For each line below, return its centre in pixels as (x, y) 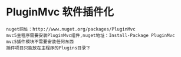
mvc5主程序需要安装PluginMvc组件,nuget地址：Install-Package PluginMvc (90, 35)
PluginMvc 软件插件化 (60, 12)
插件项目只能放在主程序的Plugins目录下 (48, 48)
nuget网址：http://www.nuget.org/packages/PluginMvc (71, 29)
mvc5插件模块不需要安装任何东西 (40, 42)
